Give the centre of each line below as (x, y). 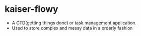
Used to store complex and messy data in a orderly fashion (72, 28)
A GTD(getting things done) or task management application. (74, 23)
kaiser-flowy (32, 9)
